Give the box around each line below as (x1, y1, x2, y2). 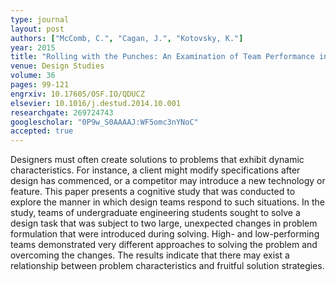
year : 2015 (10, 42, 56, 53)
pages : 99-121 (10, 80, 70, 90)
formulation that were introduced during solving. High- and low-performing (10, 228, 320, 240)
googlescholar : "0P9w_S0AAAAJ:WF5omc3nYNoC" (10, 117, 199, 127)
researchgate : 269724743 (10, 107, 114, 118)
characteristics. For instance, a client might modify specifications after (10, 164, 301, 176)
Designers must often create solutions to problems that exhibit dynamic (10, 154, 305, 166)
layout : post (10, 24, 65, 34)
